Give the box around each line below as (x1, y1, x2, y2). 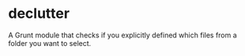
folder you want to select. (8, 38, 92, 47)
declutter (8, 5, 70, 23)
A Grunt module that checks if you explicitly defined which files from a (8, 30, 237, 40)
